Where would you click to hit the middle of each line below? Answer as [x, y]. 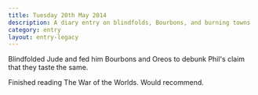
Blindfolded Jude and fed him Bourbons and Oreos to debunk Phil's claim [127, 59]
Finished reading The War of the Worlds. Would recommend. [106, 83]
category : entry [35, 30]
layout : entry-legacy [44, 37]
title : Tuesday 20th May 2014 [58, 15]
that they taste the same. [48, 68]
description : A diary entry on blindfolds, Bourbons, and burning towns [129, 23]
